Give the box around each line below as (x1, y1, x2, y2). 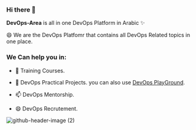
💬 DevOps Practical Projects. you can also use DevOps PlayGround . (15, 78, 186, 86)
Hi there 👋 (6, 5, 37, 14)
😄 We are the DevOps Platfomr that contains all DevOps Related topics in (6, 32, 191, 39)
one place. (6, 38, 33, 45)
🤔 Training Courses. (15, 67, 65, 74)
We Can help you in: (6, 53, 67, 61)
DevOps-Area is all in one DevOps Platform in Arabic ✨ (6, 19, 145, 27)
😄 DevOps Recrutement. (15, 104, 78, 112)
